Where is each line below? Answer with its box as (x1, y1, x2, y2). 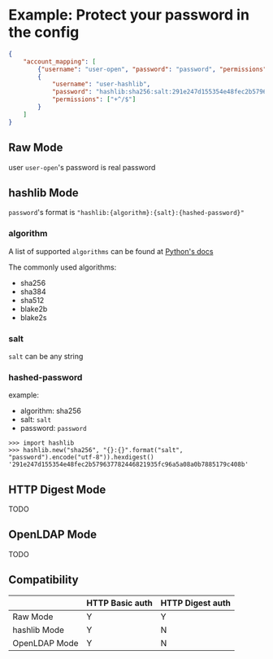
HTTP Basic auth (86, 597, 153, 608)
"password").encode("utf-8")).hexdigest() (8, 454, 154, 462)
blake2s (19, 312, 47, 323)
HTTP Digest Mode (8, 482, 106, 496)
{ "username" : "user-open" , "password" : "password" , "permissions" (37, 65, 267, 73)
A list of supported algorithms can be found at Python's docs (8, 246, 214, 256)
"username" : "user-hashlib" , (51, 80, 151, 89)
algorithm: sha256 (19, 406, 81, 416)
